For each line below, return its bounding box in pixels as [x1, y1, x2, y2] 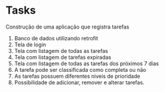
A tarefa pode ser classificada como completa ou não [14, 66, 146, 73]
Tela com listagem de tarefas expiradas [14, 53, 112, 61]
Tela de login [14, 41, 46, 48]
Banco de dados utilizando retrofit [14, 34, 98, 42]
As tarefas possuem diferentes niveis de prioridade [14, 72, 140, 80]
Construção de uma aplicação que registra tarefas [5, 23, 130, 30]
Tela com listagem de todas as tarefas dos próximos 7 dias [14, 60, 159, 67]
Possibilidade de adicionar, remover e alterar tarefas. [14, 78, 145, 86]
